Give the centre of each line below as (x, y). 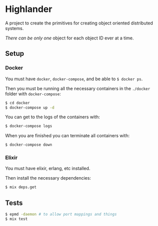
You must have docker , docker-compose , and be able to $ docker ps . (74, 79)
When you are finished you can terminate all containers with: (67, 136)
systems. (14, 28)
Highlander (29, 9)
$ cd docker (17, 103)
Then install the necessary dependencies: (48, 178)
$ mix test (16, 219)
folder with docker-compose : (33, 94)
